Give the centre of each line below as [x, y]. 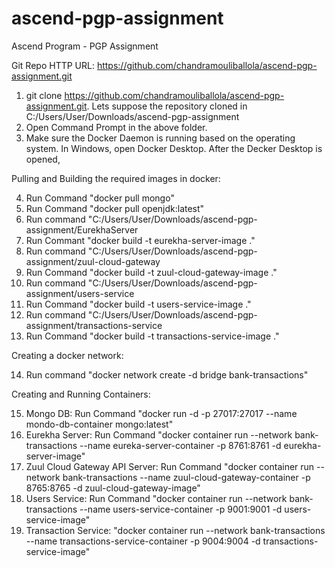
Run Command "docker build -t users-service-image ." [138, 304]
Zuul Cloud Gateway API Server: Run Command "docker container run [170, 466]
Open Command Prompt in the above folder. [116, 127]
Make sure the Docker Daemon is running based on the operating [160, 138]
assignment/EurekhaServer [82, 229]
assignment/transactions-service [94, 325]
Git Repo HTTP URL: [53, 65]
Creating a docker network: [67, 355]
